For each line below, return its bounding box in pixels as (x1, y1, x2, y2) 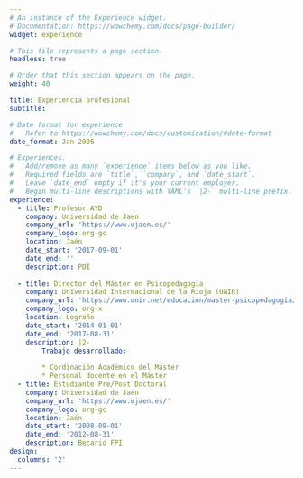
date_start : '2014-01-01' (25, 321, 124, 330)
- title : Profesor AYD (17, 204, 103, 213)
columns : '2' (17, 455, 67, 464)
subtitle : (9, 104, 47, 113)
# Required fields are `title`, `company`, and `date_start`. (9, 170, 256, 179)
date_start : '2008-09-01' (25, 421, 124, 431)
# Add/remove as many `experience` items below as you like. (9, 161, 252, 171)
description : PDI (25, 262, 91, 271)
